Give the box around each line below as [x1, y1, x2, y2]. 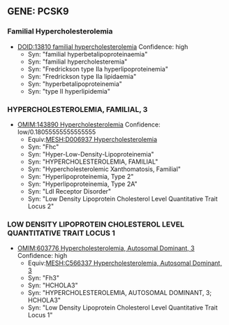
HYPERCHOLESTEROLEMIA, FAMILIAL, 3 [7, 104, 148, 114]
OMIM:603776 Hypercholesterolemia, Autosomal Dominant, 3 [17, 244, 195, 252]
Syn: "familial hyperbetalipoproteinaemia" [27, 50, 148, 58]
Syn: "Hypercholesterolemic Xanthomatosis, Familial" [27, 164, 182, 173]
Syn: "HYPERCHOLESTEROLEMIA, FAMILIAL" [27, 157, 158, 166]
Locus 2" [27, 202, 54, 210]
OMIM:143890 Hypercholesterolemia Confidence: [17, 120, 161, 129]
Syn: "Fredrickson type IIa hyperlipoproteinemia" [27, 64, 169, 73]
